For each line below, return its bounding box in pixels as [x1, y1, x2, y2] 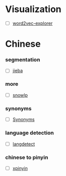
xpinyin [12, 165, 28, 171]
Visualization [5, 4, 61, 15]
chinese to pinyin [5, 154, 48, 161]
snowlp [12, 92, 28, 98]
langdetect [12, 141, 35, 147]
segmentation [5, 56, 40, 64]
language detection [5, 130, 54, 137]
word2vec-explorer [12, 20, 53, 26]
